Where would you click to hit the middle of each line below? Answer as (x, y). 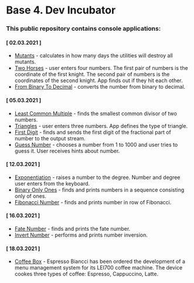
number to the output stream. (50, 138)
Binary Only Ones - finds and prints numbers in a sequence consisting (99, 190)
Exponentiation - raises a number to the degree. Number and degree (97, 177)
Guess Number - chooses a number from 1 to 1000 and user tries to (96, 144)
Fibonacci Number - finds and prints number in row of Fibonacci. (93, 202)
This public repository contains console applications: (84, 29)
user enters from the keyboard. (52, 183)
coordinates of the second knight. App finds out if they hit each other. (98, 80)
